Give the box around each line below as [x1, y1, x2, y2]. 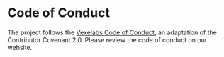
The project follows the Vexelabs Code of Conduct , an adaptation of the [7, 28, 218, 37]
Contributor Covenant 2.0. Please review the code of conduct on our [7, 35, 208, 44]
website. [7, 43, 33, 51]
